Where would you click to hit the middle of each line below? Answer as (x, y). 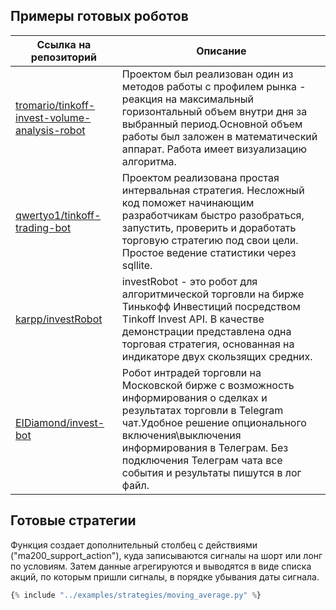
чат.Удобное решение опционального (214, 422)
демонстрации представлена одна (206, 331)
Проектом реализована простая (200, 177)
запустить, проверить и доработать (209, 227)
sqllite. (137, 265)
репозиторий (63, 57)
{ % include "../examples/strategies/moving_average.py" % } (136, 595)
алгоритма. (149, 161)
